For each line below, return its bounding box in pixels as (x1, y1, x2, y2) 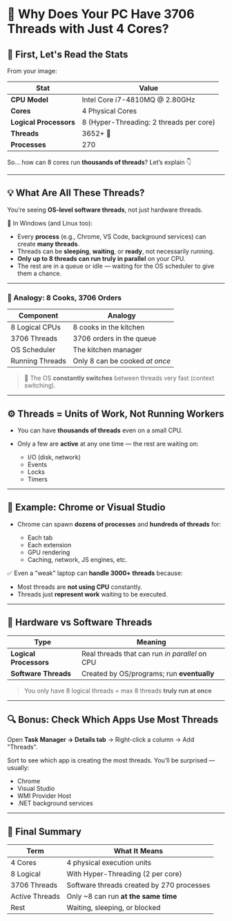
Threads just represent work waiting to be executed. (17, 590, 168, 598)
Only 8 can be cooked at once (72, 356, 171, 366)
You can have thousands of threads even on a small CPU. (17, 426, 183, 435)
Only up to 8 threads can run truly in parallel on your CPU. (17, 254, 186, 262)
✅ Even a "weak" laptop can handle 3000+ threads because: (7, 569, 183, 577)
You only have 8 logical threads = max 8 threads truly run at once (23, 686, 212, 695)
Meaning (136, 637, 167, 646)
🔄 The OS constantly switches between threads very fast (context (23, 374, 215, 383)
